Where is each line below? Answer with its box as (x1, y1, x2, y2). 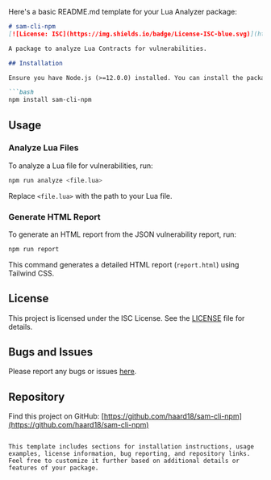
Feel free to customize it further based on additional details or (8, 457, 240, 465)
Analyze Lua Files (8, 142, 79, 154)
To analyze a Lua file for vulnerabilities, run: (8, 161, 153, 171)
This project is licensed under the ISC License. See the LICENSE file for (8, 313, 245, 322)
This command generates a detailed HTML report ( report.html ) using (8, 259, 240, 269)
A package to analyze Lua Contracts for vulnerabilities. (8, 44, 207, 53)
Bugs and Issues (8, 345, 94, 359)
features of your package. (8, 464, 99, 472)
